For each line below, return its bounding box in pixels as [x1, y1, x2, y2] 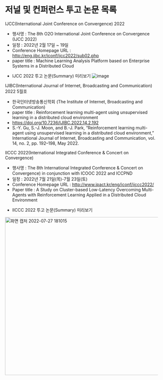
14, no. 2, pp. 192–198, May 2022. [12, 140, 79, 146]
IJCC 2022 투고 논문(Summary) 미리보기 [12, 73, 91, 79]
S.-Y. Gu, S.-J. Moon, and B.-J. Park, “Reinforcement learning [12, 125, 135, 131]
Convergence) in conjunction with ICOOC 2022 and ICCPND [12, 170, 133, 176]
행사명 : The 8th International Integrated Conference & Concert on [12, 165, 143, 170]
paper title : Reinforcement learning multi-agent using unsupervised [12, 109, 148, 115]
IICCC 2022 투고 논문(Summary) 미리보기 [12, 207, 93, 213]
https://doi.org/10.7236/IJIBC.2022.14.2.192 [12, 119, 99, 125]
